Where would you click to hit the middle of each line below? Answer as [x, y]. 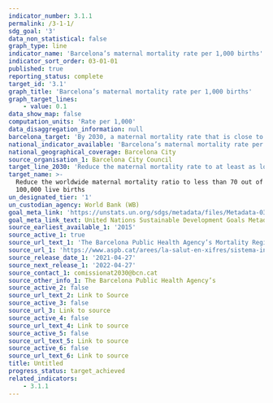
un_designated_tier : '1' [50, 197]
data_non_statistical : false [58, 39]
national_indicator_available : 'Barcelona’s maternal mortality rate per [136, 144]
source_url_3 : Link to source [60, 310]
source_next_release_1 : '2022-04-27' [72, 265]
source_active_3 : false [49, 303]
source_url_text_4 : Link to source [69, 326]
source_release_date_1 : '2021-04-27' [72, 258]
